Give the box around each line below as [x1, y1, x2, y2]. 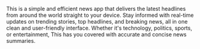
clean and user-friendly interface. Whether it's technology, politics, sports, [6, 24, 193, 31]
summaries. [6, 38, 36, 44]
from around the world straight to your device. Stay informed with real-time [6, 11, 194, 19]
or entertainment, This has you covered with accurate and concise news [6, 31, 187, 38]
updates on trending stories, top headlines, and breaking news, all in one [6, 18, 188, 25]
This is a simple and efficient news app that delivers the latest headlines [6, 5, 186, 12]
